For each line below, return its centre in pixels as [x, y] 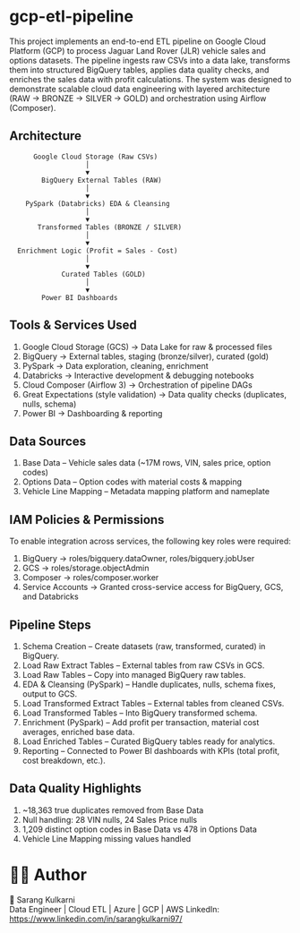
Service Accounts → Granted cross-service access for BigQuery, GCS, [153, 587]
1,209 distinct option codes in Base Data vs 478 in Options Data [140, 829]
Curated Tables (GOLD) [103, 274]
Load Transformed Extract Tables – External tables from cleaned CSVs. [153, 703]
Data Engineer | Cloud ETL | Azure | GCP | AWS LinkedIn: [115, 909]
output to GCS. [50, 694]
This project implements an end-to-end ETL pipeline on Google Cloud [138, 41]
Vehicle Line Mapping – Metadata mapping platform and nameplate [146, 492]
